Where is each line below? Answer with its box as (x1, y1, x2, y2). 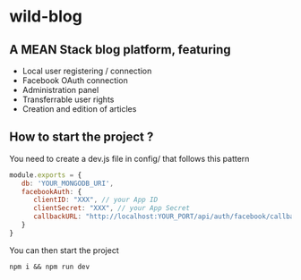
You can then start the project (9, 244, 119, 256)
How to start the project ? (9, 130, 154, 145)
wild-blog (9, 6, 82, 27)
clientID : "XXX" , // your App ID (32, 195, 159, 205)
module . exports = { (9, 170, 82, 180)
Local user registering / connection (21, 65, 152, 76)
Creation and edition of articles (21, 104, 137, 114)
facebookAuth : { (21, 187, 82, 196)
